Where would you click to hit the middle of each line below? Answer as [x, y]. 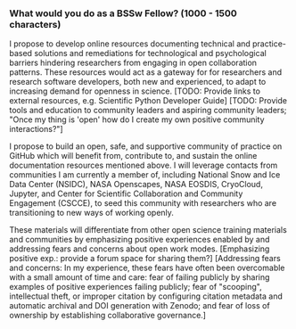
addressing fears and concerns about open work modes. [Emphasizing [140, 249]
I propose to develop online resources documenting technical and [130, 44]
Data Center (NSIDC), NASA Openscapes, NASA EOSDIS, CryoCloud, [136, 185]
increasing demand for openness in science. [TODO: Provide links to [135, 91]
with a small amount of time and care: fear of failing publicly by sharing [140, 277]
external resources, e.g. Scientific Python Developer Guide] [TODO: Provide [148, 101]
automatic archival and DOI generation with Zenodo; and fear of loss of [140, 306]
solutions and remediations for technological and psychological [151, 53]
